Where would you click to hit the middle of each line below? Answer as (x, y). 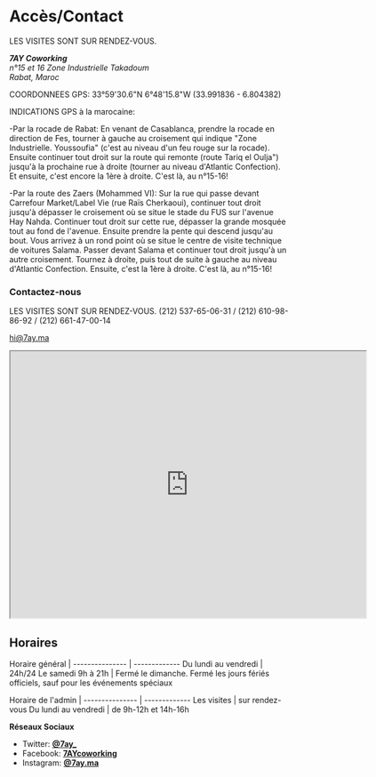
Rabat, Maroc (34, 76)
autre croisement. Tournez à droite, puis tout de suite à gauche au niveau (143, 259)
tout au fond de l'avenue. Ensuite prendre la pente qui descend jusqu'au (141, 231)
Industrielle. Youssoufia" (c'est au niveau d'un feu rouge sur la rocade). (140, 148)
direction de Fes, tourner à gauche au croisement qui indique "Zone (133, 138)
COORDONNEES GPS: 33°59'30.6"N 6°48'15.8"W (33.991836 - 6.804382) (145, 94)
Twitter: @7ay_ (49, 744)
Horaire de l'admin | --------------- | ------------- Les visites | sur (130, 701)
